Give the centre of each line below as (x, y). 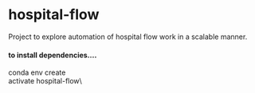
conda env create (37, 72)
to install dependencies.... (53, 55)
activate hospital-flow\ (45, 81)
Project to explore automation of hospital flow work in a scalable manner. (128, 37)
